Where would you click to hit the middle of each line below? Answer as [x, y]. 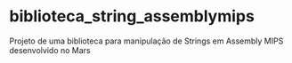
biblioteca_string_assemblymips [132, 16]
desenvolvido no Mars [50, 50]
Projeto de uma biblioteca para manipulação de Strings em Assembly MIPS [146, 41]
